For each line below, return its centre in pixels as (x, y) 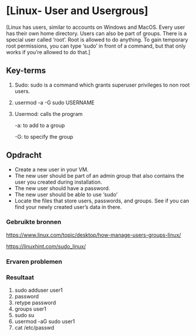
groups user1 (30, 309)
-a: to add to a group (40, 125)
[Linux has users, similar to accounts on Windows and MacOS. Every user (96, 27)
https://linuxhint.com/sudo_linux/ (46, 246)
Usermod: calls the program (49, 114)
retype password (35, 303)
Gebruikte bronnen (34, 222)
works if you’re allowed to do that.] (48, 52)
